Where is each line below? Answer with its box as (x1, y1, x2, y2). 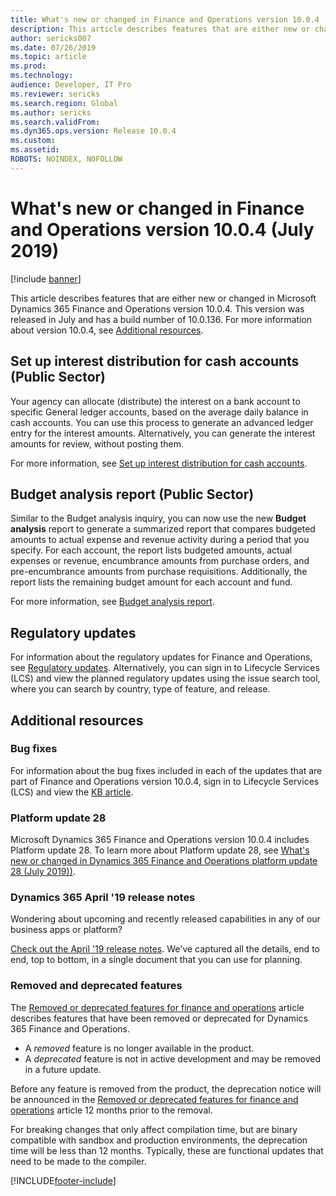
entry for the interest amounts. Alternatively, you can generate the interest (10, 427, 316, 439)
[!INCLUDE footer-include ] (10, 1174, 117, 1186)
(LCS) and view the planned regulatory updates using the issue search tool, (10, 672, 321, 685)
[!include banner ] (10, 272, 82, 285)
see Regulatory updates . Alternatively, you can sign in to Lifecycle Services (10, 662, 320, 674)
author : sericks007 (10, 33, 92, 43)
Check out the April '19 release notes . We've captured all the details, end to (10, 943, 320, 955)
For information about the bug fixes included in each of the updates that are (10, 764, 323, 776)
